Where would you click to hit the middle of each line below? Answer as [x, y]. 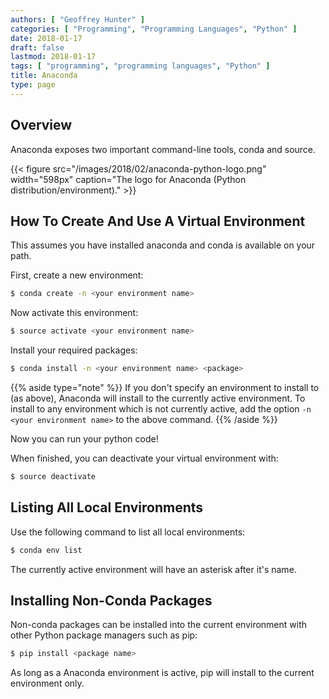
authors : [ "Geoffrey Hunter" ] [77, 19]
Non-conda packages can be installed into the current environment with [159, 625]
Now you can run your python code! [84, 439]
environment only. [47, 683]
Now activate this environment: [74, 313]
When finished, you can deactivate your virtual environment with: [144, 458]
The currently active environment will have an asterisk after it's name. [153, 569]
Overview [41, 125]
